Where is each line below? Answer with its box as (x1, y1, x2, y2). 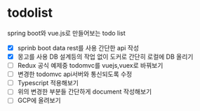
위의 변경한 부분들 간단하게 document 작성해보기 (17, 87, 152, 96)
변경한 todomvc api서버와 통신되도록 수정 (17, 70, 133, 78)
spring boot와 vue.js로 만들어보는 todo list (7, 29, 126, 37)
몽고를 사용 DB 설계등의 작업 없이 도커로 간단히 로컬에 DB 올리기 (17, 52, 194, 61)
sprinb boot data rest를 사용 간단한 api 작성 (17, 43, 139, 52)
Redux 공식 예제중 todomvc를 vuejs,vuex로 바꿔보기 (17, 61, 164, 70)
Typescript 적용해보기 (17, 79, 79, 87)
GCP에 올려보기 (17, 96, 61, 105)
